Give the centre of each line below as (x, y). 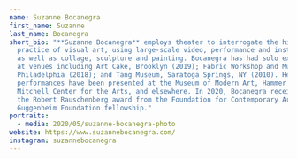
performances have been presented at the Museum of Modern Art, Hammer (152, 83)
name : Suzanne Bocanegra (55, 17)
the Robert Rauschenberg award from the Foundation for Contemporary (148, 99)
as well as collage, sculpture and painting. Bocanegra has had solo (148, 58)
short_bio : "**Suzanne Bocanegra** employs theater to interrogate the (144, 42)
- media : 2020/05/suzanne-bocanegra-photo (96, 125)
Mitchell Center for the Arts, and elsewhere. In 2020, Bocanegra (142, 91)
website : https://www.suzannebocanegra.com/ (92, 132)
